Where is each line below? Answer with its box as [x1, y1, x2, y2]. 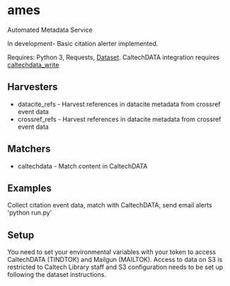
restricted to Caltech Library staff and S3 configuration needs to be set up [7, 263, 224, 271]
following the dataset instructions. [7, 270, 106, 279]
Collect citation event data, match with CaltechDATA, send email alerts [7, 201, 212, 210]
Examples [7, 182, 52, 194]
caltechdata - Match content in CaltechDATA [17, 161, 148, 170]
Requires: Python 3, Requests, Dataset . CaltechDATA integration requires [7, 52, 220, 62]
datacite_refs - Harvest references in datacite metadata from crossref [17, 100, 221, 108]
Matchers [7, 143, 51, 155]
